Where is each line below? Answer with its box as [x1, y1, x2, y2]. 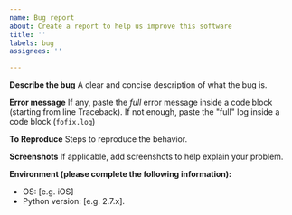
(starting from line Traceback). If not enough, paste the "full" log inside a [9, 107, 280, 117]
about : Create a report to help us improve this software [9, 22, 232, 31]
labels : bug [9, 38, 54, 48]
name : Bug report [9, 13, 75, 23]
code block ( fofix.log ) [9, 117, 96, 127]
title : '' [9, 30, 47, 39]
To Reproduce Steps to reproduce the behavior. [9, 134, 188, 145]
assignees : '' [9, 47, 63, 56]
